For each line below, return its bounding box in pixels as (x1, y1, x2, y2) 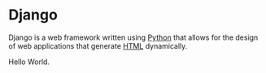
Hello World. (8, 57, 50, 67)
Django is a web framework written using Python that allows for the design (8, 32, 259, 42)
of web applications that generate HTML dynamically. (8, 41, 188, 50)
